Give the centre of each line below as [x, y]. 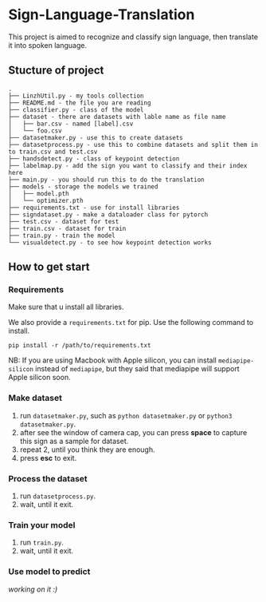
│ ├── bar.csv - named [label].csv [71, 124]
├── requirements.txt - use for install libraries [94, 208]
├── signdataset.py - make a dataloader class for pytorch [108, 214]
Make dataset [35, 398]
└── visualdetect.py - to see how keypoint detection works [110, 242]
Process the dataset [48, 478]
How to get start [49, 267]
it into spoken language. [48, 45]
